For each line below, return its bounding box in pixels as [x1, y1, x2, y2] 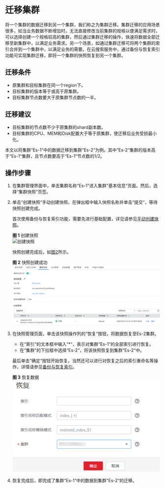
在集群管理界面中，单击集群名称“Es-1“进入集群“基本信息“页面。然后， [12, 183, 154, 189]
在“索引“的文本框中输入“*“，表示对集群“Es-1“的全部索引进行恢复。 [19, 341, 154, 347]
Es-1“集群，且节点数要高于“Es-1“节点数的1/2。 [11, 153, 105, 159]
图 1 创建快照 [12, 232, 38, 238]
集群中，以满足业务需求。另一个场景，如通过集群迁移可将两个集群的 [18, 40, 156, 46]
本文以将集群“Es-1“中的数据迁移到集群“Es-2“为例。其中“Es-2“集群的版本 [5, 147, 151, 153]
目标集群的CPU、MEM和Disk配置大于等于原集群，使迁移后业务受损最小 [12, 130, 157, 136]
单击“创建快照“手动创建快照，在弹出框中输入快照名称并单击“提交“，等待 [12, 200, 158, 205]
